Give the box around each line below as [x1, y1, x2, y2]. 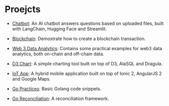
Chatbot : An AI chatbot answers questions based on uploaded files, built [12, 20, 164, 26]
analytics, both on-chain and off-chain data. [12, 51, 105, 57]
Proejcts [5, 4, 41, 15]
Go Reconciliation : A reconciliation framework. [12, 95, 110, 101]
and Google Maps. [12, 76, 51, 82]
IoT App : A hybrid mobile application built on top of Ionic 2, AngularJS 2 [12, 70, 162, 77]
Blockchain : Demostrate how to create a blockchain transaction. [12, 36, 146, 42]
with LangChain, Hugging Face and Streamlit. [12, 25, 107, 31]
